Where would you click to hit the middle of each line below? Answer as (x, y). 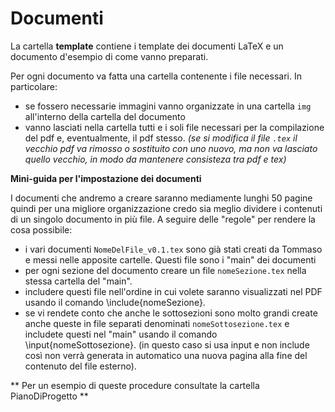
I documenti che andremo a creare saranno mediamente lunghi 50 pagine (161, 198)
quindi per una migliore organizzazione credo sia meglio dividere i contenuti (166, 208)
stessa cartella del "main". (78, 281)
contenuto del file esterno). (80, 366)
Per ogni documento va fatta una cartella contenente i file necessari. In (156, 76)
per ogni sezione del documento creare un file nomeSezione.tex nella (165, 270)
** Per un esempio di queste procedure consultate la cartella (135, 385)
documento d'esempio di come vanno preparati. (109, 56)
